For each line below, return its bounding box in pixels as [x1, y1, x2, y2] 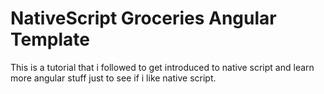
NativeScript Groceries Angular [10, 7, 277, 30]
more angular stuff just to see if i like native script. [10, 72, 217, 84]
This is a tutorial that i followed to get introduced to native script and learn [10, 61, 315, 73]
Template [10, 28, 90, 51]
